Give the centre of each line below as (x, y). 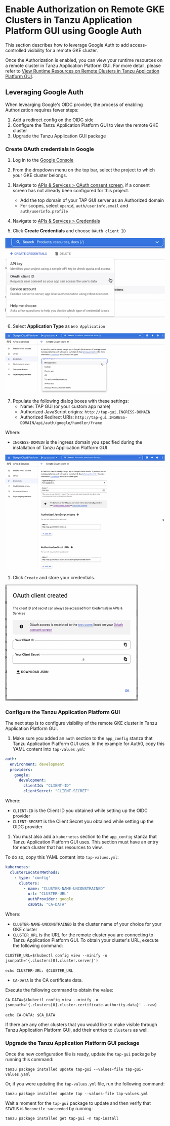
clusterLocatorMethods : (35, 872)
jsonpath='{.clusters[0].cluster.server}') (52, 961)
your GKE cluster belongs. (40, 175)
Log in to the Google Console (43, 160)
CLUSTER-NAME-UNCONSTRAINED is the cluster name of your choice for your (87, 924)
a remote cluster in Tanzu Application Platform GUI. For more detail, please (83, 65)
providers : (21, 769)
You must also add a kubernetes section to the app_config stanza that (84, 837)
